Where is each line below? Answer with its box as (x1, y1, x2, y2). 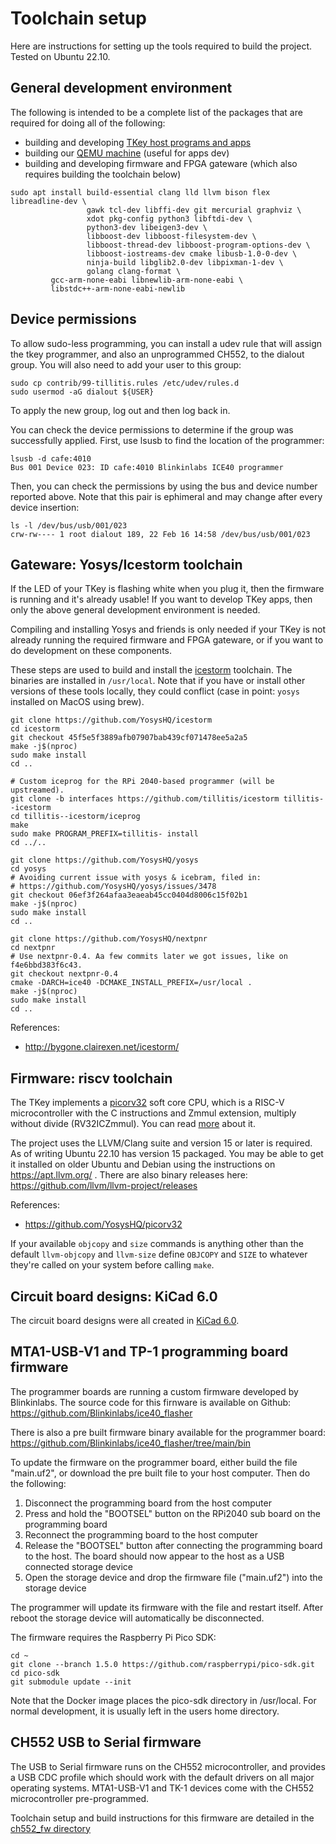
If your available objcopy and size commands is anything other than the (10, 1238, 304, 1250)
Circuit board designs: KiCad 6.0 (10, 1288, 218, 1305)
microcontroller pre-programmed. (10, 1792, 150, 1804)
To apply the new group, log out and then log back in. (10, 404, 231, 416)
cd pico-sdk (10, 1668, 60, 1678)
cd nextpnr (10, 943, 56, 953)
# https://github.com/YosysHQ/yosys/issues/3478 (10, 882, 217, 892)
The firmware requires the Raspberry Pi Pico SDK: (10, 1631, 217, 1643)
